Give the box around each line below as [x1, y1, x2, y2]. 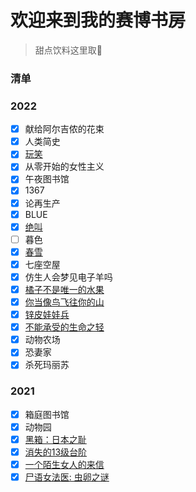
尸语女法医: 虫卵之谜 [24, 471, 110, 483]
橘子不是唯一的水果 [24, 283, 105, 295]
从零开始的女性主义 [24, 161, 105, 173]
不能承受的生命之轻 [24, 321, 105, 333]
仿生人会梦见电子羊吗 [24, 271, 113, 283]
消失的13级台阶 [24, 446, 88, 458]
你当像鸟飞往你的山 [24, 296, 105, 308]
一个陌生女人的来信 [24, 458, 105, 470]
